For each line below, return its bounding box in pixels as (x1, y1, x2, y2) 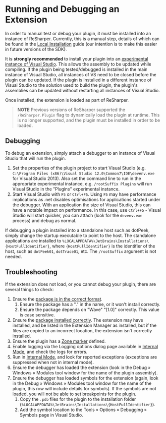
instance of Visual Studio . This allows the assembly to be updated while (5, 61, 152, 67)
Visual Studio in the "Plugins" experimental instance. (12, 186, 120, 192)
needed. (5, 253, 22, 259)
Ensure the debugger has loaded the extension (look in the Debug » (12, 364, 151, 370)
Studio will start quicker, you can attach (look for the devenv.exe (12, 212, 143, 218)
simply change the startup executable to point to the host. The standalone (5, 232, 156, 239)
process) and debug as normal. (12, 217, 77, 224)
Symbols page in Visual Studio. (19, 412, 83, 418)
